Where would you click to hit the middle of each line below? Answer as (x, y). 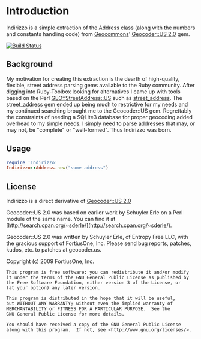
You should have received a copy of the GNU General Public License (94, 325)
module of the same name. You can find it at (61, 219)
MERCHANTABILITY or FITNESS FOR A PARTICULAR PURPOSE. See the (88, 309)
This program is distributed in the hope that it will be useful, (91, 299)
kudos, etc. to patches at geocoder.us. (54, 250)
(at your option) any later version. (53, 288)
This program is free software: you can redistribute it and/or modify (97, 273)
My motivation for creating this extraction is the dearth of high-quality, (93, 78)
